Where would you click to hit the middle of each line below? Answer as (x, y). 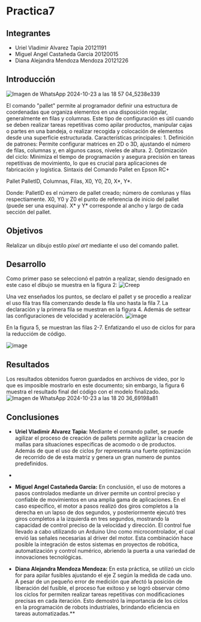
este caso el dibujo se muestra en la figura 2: (62, 285)
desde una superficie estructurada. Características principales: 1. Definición (100, 137)
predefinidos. (31, 464)
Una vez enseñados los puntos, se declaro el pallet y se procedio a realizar (99, 297)
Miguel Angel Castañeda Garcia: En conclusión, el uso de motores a (100, 487)
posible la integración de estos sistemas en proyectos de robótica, (97, 544)
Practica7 (31, 11)
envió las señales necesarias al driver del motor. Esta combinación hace (104, 538)
